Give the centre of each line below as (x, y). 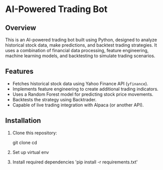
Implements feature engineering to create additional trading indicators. (86, 89)
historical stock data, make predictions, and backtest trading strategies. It (81, 45)
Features (19, 71)
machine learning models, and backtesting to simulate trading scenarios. (80, 56)
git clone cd (25, 142)
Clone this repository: (35, 133)
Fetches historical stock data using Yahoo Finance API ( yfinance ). (80, 83)
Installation (23, 121)
